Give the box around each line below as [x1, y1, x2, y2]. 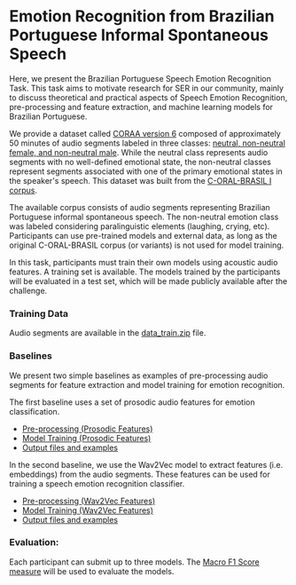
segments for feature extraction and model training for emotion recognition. [9, 379, 285, 390]
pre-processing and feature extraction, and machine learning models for [9, 101, 273, 112]
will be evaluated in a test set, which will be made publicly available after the [9, 275, 288, 286]
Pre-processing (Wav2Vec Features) [21, 495, 156, 506]
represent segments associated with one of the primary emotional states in [9, 166, 284, 177]
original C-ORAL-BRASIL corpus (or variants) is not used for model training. [9, 240, 284, 250]
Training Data [9, 307, 69, 320]
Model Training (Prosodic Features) [21, 432, 152, 443]
